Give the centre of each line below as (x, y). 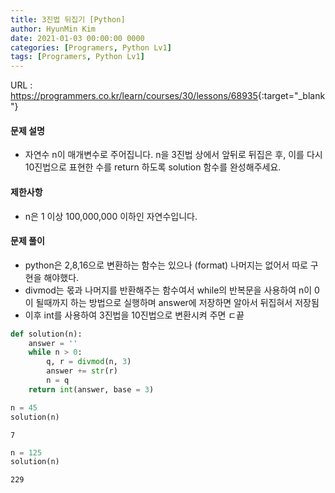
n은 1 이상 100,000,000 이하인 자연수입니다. (111, 216)
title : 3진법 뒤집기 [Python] (68, 19)
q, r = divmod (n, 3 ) (89, 362)
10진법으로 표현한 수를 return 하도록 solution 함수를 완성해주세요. (153, 167)
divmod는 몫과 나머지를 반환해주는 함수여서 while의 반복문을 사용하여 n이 (168, 290)
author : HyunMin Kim (53, 29)
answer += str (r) (82, 371)
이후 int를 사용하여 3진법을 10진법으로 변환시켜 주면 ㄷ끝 (134, 315)
